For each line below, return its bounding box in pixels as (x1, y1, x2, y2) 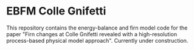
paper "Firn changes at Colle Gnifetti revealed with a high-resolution (6, 30, 178, 37)
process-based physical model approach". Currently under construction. (6, 37, 189, 44)
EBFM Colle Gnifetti (6, 4, 106, 18)
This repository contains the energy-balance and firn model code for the (6, 24, 188, 31)
